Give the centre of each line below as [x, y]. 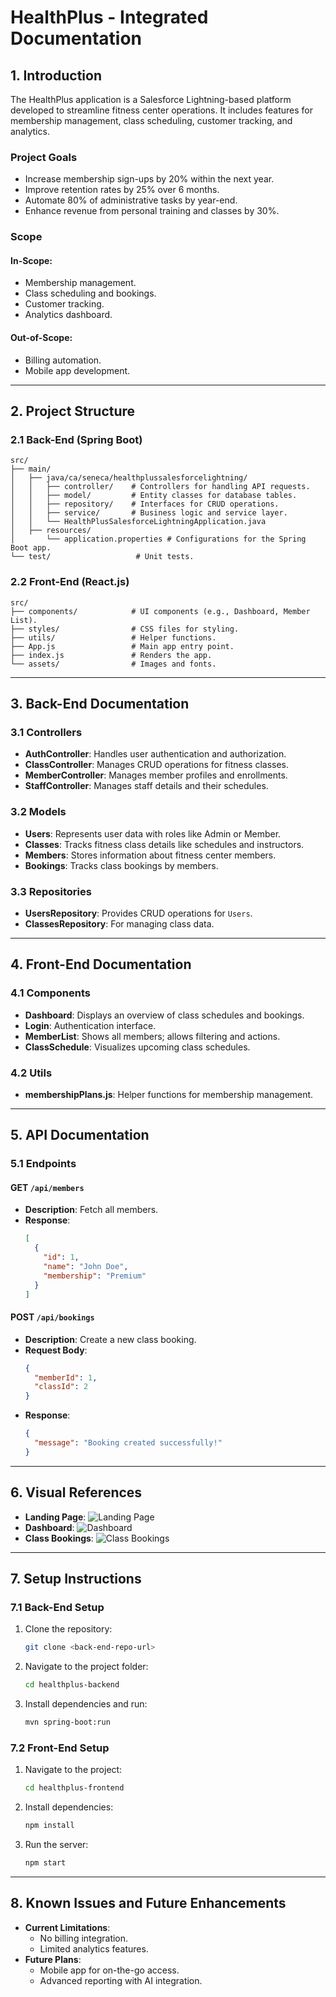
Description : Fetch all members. [91, 1210]
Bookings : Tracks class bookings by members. [121, 865]
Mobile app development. [77, 370]
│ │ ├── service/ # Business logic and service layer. [149, 513]
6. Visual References [76, 1492]
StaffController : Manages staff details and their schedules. [146, 786]
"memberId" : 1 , [66, 1377]
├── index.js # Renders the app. [111, 655]
